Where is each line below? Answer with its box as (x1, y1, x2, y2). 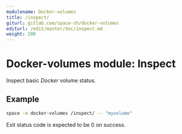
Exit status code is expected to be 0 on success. (6, 121, 126, 128)
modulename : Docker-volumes (6, 8, 77, 15)
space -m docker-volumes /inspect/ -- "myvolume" (6, 110, 133, 116)
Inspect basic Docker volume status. (6, 77, 96, 84)
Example (6, 94, 40, 105)
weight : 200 (6, 31, 36, 37)
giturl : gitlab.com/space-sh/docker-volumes (6, 20, 119, 26)
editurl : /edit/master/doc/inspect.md (6, 25, 103, 32)
